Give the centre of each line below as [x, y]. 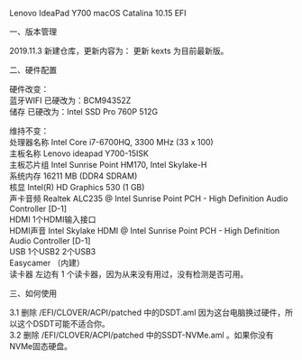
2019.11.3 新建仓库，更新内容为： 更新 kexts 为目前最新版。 [119, 51]
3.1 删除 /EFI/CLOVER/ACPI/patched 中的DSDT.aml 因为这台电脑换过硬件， [147, 312]
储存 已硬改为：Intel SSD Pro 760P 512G [84, 111]
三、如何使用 [33, 293]
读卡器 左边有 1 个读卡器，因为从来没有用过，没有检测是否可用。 [129, 274]
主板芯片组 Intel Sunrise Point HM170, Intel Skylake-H [108, 165]
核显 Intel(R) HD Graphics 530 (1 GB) [77, 187]
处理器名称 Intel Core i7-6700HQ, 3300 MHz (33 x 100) [111, 142]
